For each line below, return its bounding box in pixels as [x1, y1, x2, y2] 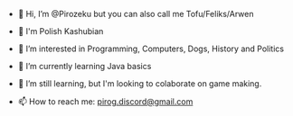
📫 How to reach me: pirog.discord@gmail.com [17, 96, 194, 107]
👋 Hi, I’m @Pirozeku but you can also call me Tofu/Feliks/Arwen [17, 9, 254, 19]
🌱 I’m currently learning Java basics [17, 61, 152, 71]
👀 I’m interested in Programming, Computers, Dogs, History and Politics [17, 43, 285, 54]
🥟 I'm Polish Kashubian [17, 26, 104, 36]
